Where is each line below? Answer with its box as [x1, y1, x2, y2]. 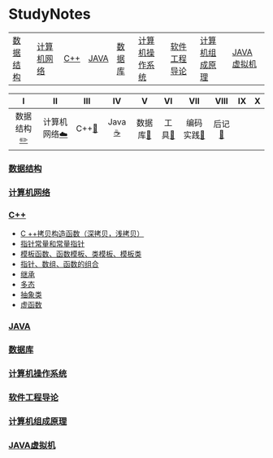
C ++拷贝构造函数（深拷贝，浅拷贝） [19, 229, 145, 238]
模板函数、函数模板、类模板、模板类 [19, 249, 142, 259]
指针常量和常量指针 [19, 239, 85, 249]
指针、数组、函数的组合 [19, 260, 99, 269]
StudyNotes [8, 5, 91, 24]
